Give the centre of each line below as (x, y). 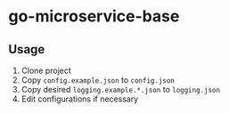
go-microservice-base (94, 16)
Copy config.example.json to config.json (98, 80)
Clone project (46, 70)
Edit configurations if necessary (80, 99)
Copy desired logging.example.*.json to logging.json (120, 89)
